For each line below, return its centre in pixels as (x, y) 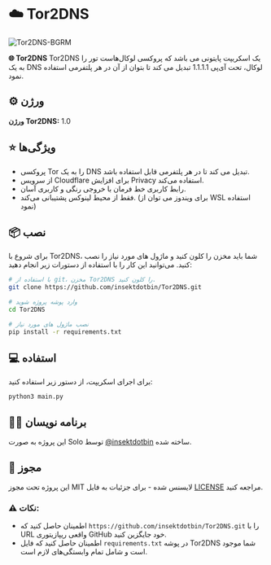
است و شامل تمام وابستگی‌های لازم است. (84, 552)
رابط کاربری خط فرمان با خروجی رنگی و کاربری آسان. (103, 188)
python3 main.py (36, 397)
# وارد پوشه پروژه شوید (43, 302)
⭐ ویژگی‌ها (32, 148)
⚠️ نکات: (24, 508)
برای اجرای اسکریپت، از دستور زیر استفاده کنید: (81, 382)
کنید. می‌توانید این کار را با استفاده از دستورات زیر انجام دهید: (101, 265)
